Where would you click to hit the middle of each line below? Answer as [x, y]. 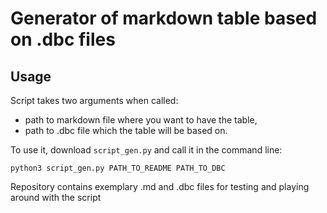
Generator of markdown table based [164, 18]
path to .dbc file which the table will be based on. [126, 130]
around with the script [56, 197]
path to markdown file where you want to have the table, [141, 120]
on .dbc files [63, 39]
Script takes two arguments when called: [94, 100]
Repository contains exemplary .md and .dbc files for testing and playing [160, 186]
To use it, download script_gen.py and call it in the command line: [146, 150]
